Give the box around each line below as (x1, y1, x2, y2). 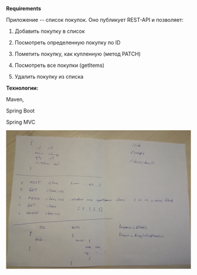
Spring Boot (6, 107, 35, 114)
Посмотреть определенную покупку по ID (14, 39, 121, 46)
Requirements (6, 5, 42, 12)
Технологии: (6, 84, 39, 91)
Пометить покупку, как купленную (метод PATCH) (14, 50, 141, 57)
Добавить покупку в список (14, 28, 85, 35)
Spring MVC (6, 118, 36, 125)
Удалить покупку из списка (14, 73, 84, 80)
